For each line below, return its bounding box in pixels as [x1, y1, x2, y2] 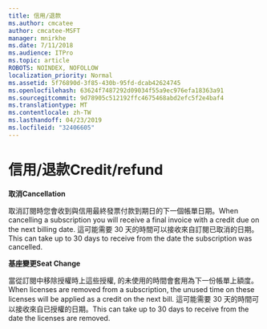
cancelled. [8, 242, 42, 251]
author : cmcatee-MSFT [8, 26, 81, 35]
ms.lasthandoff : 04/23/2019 [8, 116, 103, 124]
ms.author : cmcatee [8, 19, 74, 27]
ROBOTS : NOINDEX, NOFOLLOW [8, 64, 99, 72]
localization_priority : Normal [8, 71, 113, 79]
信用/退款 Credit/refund [8, 160, 164, 179]
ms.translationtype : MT [8, 101, 88, 109]
